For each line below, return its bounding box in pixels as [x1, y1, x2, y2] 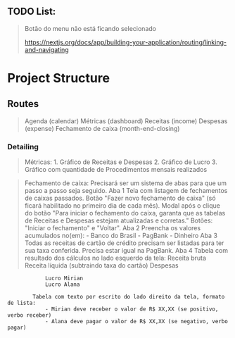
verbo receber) [7, 312, 52, 319]
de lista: [7, 299, 37, 307]
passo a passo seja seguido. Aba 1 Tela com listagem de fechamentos [24, 187, 228, 195]
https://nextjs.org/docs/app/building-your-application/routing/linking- [24, 38, 227, 46]
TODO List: [7, 6, 56, 18]
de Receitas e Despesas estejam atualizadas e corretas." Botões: [24, 216, 213, 225]
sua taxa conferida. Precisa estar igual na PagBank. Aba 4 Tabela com [24, 246, 229, 255]
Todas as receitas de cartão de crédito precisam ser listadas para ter [24, 239, 224, 247]
